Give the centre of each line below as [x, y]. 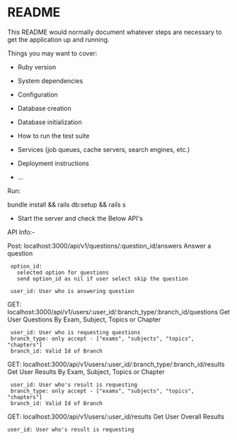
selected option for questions [63, 273]
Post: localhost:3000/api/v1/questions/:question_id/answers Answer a [109, 246]
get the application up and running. [58, 39]
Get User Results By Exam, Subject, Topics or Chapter [86, 372]
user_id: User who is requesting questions [75, 332]
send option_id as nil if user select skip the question [103, 279]
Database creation [45, 108]
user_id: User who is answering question [72, 291]
